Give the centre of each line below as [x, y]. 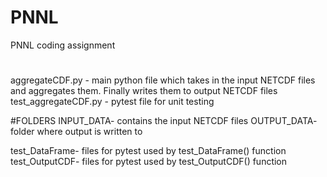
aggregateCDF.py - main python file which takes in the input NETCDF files [163, 80]
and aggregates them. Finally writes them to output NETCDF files [144, 91]
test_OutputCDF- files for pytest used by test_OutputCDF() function [149, 162]
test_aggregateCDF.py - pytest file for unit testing [112, 102]
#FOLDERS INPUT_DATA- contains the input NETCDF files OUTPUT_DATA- [164, 121]
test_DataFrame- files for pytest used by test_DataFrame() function [148, 151]
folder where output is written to [76, 132]
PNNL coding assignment [63, 45]
